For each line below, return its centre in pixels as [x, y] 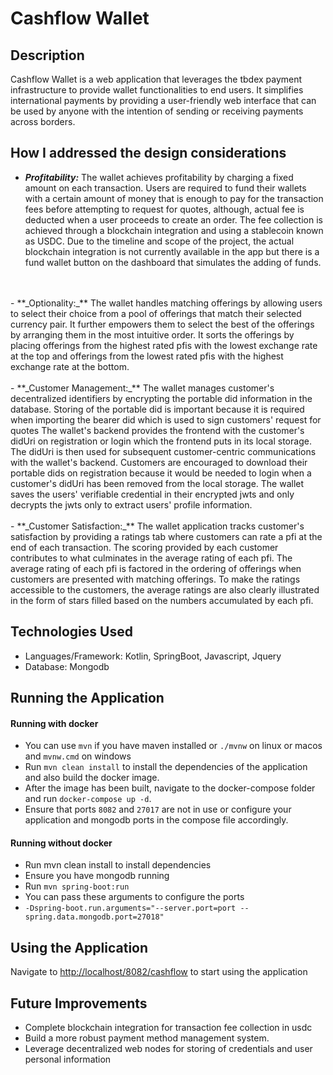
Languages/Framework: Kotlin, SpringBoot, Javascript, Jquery [153, 656]
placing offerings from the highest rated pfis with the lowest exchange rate [164, 345]
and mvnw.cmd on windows [78, 756]
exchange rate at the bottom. [70, 366]
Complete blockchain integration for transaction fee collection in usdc [168, 1028]
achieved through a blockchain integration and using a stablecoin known [174, 230]
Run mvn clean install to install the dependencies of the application [166, 767]
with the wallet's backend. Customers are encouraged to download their [159, 462]
